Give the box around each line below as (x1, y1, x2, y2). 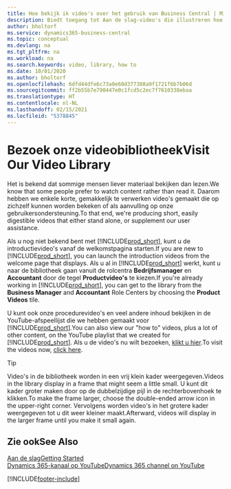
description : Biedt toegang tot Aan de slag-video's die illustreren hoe (7, 17, 223, 23)
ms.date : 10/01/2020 (7, 67, 67, 74)
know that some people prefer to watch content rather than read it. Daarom (7, 187, 220, 195)
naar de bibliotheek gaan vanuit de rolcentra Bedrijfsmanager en (7, 266, 192, 274)
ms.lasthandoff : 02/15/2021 (7, 106, 88, 113)
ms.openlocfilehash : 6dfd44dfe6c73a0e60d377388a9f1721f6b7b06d (7, 81, 192, 87)
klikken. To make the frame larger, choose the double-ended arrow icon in (7, 394, 215, 402)
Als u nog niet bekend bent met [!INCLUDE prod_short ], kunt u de (7, 237, 191, 245)
